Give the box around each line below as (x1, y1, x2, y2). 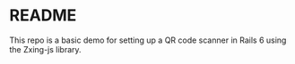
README (9, 5, 77, 26)
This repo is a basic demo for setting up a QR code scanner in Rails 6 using (9, 35, 287, 45)
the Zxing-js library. (9, 44, 82, 54)
